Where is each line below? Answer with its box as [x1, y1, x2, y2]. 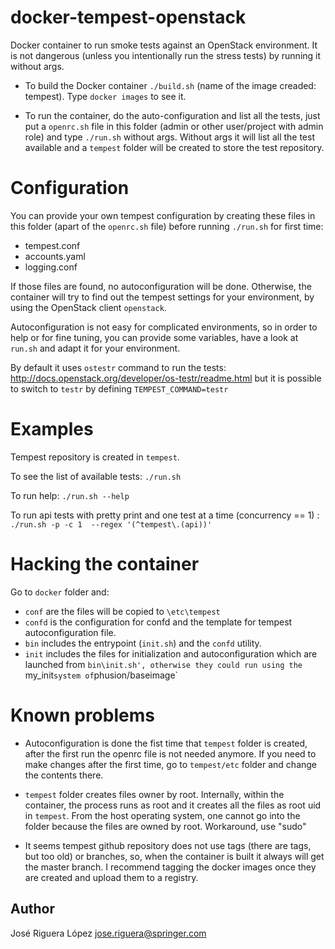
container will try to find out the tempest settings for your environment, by [10, 291, 315, 303]
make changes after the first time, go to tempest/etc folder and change [24, 758, 318, 770]
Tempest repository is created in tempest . [10, 451, 180, 463]
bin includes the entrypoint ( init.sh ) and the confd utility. [24, 637, 262, 649]
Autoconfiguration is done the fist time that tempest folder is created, [24, 737, 308, 749]
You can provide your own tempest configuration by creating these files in [10, 209, 316, 221]
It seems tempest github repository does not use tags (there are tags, [24, 839, 312, 851]
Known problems [10, 704, 155, 726]
